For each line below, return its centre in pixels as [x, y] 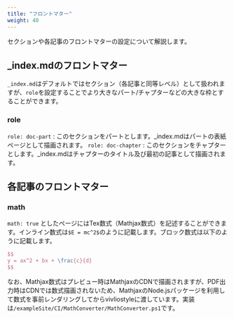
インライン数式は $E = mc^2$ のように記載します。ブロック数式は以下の [120, 232]
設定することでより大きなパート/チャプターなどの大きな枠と [131, 93]
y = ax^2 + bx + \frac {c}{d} [50, 261]
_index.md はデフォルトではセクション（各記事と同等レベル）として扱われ [113, 84]
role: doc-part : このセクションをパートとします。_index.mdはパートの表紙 [117, 136]
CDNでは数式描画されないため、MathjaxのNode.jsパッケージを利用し [125, 290]
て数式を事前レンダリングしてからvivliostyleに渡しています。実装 [101, 299]
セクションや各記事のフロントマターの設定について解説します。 [99, 41]
